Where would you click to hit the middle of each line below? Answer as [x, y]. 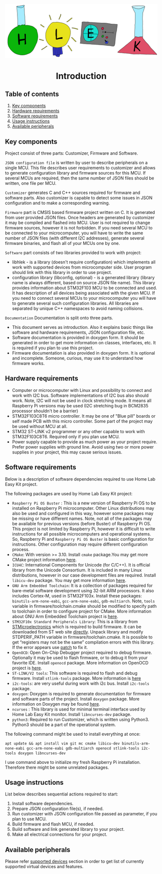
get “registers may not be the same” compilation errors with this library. [83, 642]
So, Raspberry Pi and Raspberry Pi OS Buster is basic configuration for [83, 539]
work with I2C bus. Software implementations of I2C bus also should [80, 395]
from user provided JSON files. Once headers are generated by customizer [80, 217]
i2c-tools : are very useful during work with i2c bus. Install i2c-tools [81, 683]
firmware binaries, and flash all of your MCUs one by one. [62, 243]
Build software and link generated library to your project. [68, 829]
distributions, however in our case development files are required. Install [84, 575]
